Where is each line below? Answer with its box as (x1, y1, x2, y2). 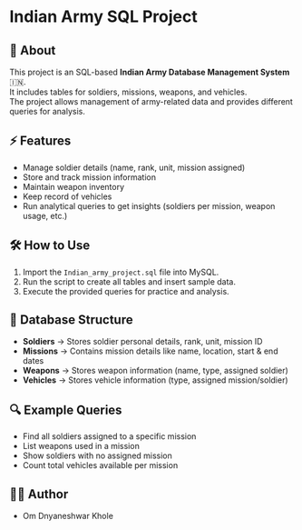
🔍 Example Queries (9, 402, 122, 417)
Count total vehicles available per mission (22, 460, 179, 471)
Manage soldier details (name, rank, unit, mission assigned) (22, 162, 246, 173)
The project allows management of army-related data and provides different (9, 96, 293, 106)
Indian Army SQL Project (9, 6, 198, 27)
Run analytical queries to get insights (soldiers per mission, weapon (22, 200, 276, 211)
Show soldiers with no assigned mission (22, 450, 172, 461)
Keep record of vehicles (22, 191, 112, 202)
